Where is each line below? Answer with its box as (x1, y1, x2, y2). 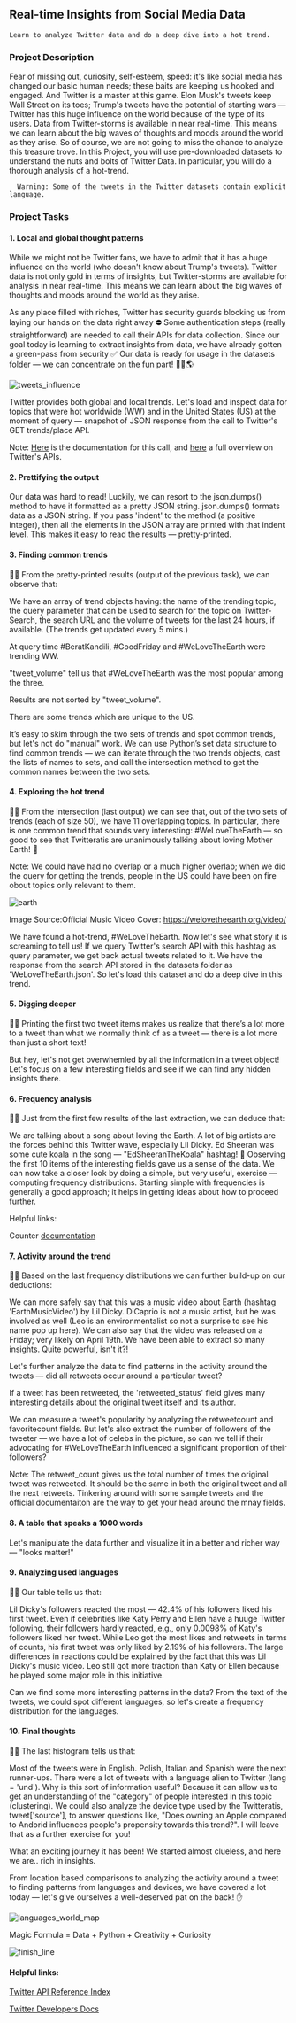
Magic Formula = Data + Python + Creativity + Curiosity (9, 1930, 212, 1941)
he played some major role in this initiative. (9, 1670, 165, 1680)
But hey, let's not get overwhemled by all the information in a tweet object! (9, 1054, 280, 1066)
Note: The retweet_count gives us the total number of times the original (9, 1469, 269, 1480)
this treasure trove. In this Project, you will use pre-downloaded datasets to (9, 146, 283, 158)
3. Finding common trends (9, 549, 108, 561)
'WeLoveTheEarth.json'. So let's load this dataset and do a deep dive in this (9, 969, 283, 980)
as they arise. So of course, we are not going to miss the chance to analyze (9, 137, 284, 148)
